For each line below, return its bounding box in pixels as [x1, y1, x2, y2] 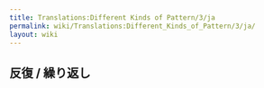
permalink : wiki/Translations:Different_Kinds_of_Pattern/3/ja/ [9, 22, 256, 31]
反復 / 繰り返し [9, 65, 92, 81]
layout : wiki [9, 30, 59, 39]
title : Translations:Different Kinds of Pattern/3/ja [9, 13, 216, 22]
